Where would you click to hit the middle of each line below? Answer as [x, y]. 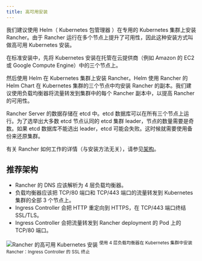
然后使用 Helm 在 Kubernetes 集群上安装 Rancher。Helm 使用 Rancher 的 [97, 78]
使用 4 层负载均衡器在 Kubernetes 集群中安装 [146, 243]
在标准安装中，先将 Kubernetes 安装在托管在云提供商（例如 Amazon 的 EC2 [100, 57]
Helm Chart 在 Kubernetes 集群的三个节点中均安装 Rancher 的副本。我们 [96, 86]
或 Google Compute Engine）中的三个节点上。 [64, 65]
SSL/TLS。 [28, 215]
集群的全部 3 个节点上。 [45, 200]
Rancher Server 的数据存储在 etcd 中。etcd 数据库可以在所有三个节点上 [95, 113]
